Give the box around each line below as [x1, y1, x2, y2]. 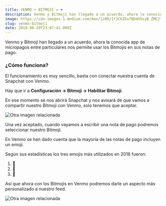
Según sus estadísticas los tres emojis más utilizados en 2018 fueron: [5, 151, 147, 157]
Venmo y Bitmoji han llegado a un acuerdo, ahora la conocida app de [5, 39, 145, 45]
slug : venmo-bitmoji [5, 21, 48, 26]
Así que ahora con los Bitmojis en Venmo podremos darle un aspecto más [5, 181, 156, 187]
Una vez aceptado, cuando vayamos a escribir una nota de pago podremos [5, 122, 159, 128]
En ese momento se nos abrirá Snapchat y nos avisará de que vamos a [5, 97, 150, 103]
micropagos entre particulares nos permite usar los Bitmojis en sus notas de [5, 44, 160, 50]
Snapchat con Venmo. [5, 78, 50, 84]
